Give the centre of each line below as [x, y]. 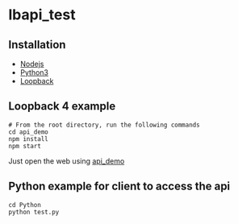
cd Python [25, 205]
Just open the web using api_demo [67, 161]
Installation [37, 45]
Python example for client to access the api [119, 187]
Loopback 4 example [62, 106]
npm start [25, 146]
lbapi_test [42, 15]
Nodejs [32, 64]
